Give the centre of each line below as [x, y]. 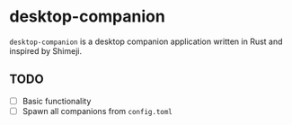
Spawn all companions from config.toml [97, 111]
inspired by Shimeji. [46, 50]
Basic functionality [57, 101]
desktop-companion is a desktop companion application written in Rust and [146, 41]
